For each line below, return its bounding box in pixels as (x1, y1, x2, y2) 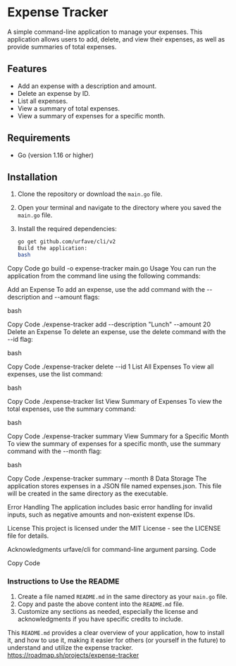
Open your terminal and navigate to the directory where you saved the (17, 204, 222, 212)
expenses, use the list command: (7, 370, 104, 378)
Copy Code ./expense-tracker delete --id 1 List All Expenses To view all (7, 362, 214, 371)
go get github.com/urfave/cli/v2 (17, 238, 116, 245)
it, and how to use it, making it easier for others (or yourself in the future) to (7, 636, 226, 645)
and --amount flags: (42, 293, 100, 301)
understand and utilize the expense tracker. (7, 643, 134, 652)
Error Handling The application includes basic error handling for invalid (7, 503, 213, 511)
